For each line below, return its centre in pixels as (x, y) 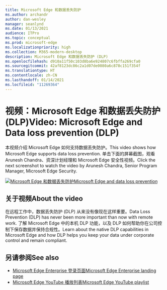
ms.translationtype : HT (30, 71)
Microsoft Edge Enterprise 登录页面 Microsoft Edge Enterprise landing (84, 271)
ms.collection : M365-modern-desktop (44, 52)
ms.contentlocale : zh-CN (31, 75)
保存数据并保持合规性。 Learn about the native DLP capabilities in (81, 230)
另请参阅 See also (32, 258)
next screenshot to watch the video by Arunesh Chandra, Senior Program (81, 165)
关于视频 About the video (44, 198)
